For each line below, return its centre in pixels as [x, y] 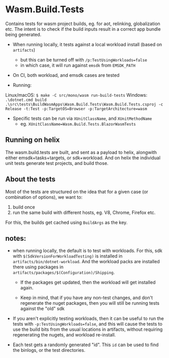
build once [24, 207]
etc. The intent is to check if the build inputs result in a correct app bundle [83, 29]
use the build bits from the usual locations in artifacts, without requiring [88, 329]
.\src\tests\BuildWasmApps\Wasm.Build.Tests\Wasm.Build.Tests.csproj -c [84, 104]
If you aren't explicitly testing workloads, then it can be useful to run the [88, 319]
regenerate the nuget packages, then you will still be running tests [90, 303]
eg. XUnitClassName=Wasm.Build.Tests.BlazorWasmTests [78, 123]
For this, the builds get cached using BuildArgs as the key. [66, 222]
